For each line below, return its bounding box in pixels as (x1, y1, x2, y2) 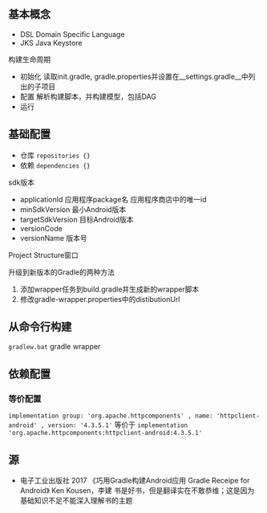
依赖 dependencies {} (19, 160, 91, 170)
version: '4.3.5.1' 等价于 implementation (47, 420, 188, 430)
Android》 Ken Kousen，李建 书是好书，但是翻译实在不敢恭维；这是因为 (19, 485, 255, 495)
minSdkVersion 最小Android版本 (19, 204, 127, 214)
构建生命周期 (8, 55, 51, 64)
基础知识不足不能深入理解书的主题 (19, 495, 133, 505)
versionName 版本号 (19, 233, 88, 242)
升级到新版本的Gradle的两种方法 (8, 267, 115, 277)
